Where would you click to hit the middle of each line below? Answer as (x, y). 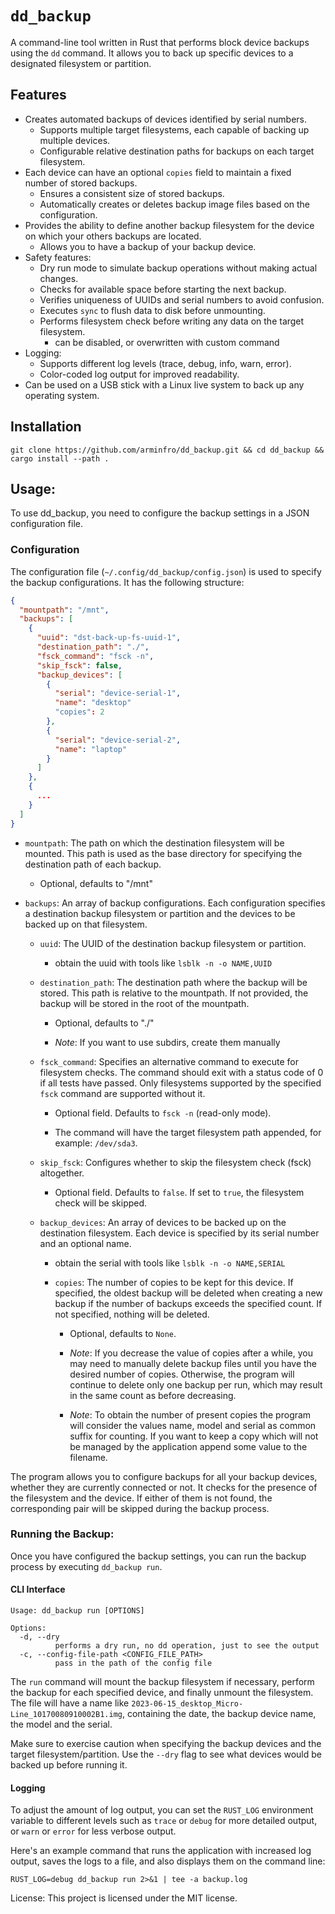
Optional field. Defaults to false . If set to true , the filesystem (179, 1192)
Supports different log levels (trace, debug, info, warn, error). (165, 363)
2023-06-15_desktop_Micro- (187, 1704)
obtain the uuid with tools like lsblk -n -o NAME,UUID (163, 963)
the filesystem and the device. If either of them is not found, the (141, 1498)
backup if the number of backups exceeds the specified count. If (188, 1303)
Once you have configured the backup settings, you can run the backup (158, 1556)
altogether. (62, 1173)
